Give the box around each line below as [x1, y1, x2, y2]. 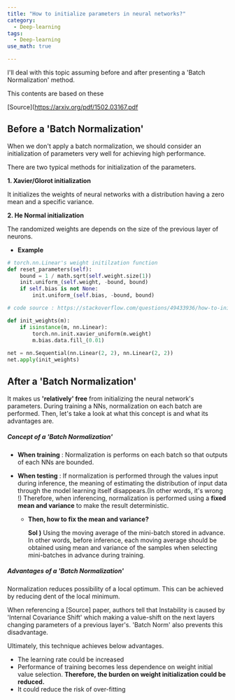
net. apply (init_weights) [7, 356, 80, 363]
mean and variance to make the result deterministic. [17, 501, 169, 509]
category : [7, 17, 36, 24]
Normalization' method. [7, 76, 75, 84]
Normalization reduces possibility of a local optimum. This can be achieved [7, 584, 224, 593]
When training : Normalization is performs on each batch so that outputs [17, 450, 228, 459]
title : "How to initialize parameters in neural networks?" [7, 10, 187, 18]
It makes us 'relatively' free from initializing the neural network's [7, 394, 194, 403]
